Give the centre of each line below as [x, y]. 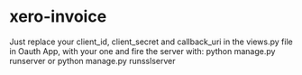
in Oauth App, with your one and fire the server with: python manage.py [142, 51]
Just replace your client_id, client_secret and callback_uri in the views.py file [151, 42]
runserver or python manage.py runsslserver [92, 61]
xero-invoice [58, 17]
